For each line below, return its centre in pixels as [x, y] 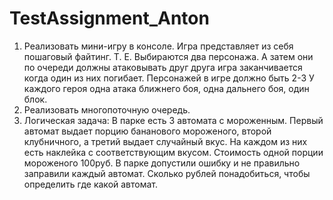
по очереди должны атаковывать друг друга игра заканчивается [163, 67]
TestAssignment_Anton [109, 18]
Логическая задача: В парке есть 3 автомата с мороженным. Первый [173, 120]
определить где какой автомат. [91, 184]
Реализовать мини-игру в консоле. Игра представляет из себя [158, 46]
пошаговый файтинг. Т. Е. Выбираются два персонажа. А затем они [168, 56]
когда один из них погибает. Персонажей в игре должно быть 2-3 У [169, 78]
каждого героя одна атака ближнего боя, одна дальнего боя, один [166, 88]
